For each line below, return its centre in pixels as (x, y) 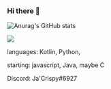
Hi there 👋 (24, 11)
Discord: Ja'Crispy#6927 (42, 79)
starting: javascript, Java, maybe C (56, 65)
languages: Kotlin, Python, (44, 52)
